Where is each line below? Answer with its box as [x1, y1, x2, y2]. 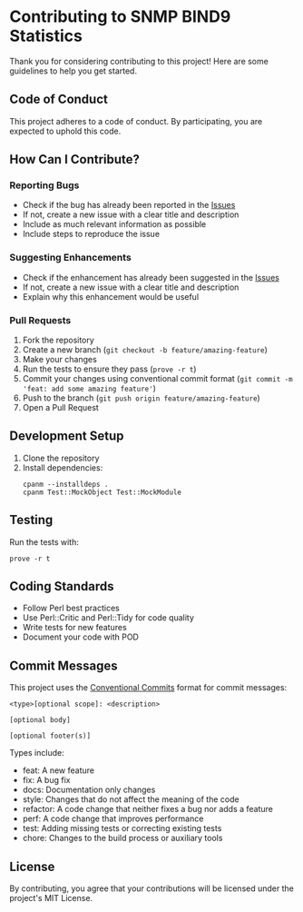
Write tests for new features [22, 622, 127, 633]
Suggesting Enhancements [9, 252, 132, 264]
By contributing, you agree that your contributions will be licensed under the [9, 883, 295, 894]
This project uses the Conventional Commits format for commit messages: [9, 682, 288, 693]
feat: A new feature [22, 765, 95, 776]
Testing [9, 512, 54, 528]
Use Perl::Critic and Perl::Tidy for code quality [22, 612, 195, 623]
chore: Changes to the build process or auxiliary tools [22, 833, 223, 844]
